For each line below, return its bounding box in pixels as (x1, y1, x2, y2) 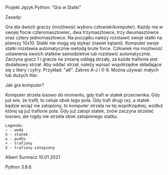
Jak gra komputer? (5, 82, 44, 88)
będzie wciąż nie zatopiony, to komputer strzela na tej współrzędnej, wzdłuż (5, 103, 163, 108)
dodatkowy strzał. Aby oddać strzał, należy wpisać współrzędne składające (5, 62, 162, 67)
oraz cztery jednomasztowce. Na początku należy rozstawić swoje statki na (5, 35, 162, 40)
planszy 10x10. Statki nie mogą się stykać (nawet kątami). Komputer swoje (5, 40, 159, 46)
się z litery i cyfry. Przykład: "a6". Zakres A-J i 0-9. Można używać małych (5, 67, 159, 73)
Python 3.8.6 (5, 164, 32, 170)
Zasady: (5, 14, 22, 20)
